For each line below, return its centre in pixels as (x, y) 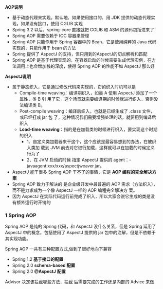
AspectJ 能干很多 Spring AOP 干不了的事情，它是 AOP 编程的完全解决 (82, 172)
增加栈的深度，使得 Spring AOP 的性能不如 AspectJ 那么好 (96, 66)
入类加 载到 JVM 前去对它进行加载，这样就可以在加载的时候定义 (91, 148)
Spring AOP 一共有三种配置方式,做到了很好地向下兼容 (58, 249)
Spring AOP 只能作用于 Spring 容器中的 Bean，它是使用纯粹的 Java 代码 (84, 42)
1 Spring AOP (21, 215)
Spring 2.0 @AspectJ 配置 (39, 271)
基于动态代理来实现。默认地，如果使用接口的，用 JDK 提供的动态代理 (81, 18)
